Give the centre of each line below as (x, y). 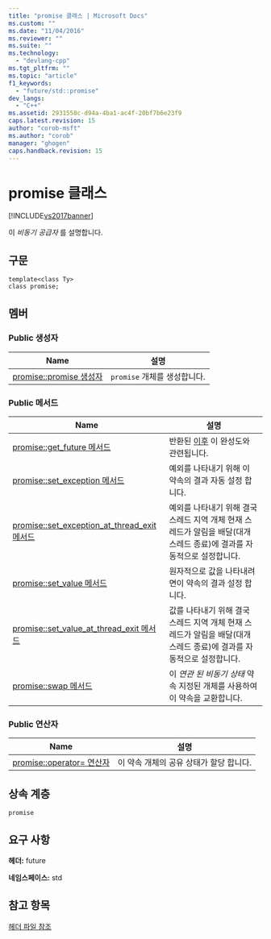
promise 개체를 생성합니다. (158, 376)
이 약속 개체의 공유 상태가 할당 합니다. (185, 762)
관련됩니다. (189, 454)
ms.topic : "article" (43, 76)
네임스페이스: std (35, 878)
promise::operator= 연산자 (61, 762)
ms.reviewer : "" (35, 38)
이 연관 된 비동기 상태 (207, 674)
